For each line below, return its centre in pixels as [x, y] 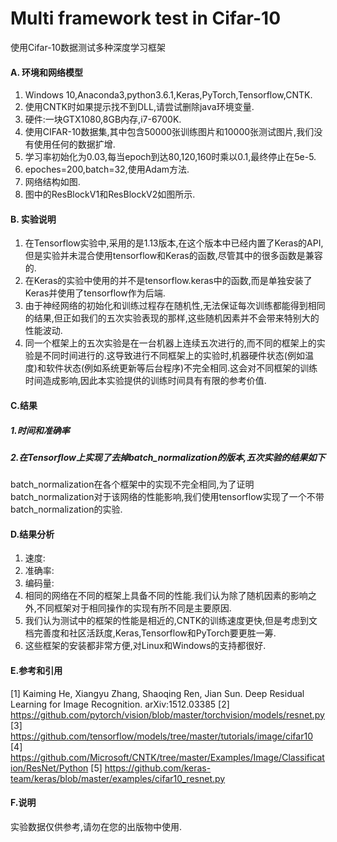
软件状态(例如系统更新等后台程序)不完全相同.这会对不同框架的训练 [181, 368]
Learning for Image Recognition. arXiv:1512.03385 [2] [120, 704]
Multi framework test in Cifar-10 [146, 18]
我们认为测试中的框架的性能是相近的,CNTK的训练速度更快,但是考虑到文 [171, 621]
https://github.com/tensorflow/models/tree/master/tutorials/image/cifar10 [161, 736]
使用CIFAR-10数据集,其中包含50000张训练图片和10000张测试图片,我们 [169, 132]
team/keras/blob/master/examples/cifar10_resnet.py [118, 778]
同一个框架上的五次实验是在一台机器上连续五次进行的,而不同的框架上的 [170, 343]
